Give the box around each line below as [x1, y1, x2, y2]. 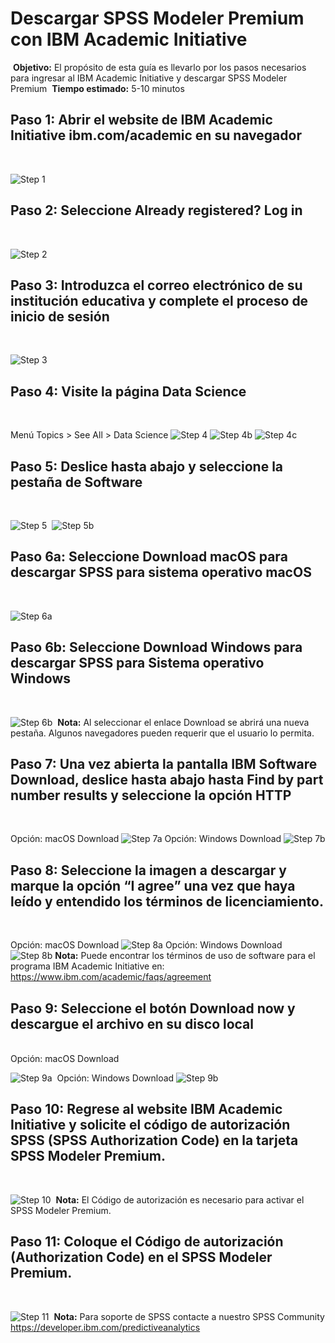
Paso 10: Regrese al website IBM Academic [10, 1101, 283, 1118]
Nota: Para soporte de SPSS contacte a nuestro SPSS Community [53, 1310, 325, 1322]
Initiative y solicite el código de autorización [10, 1117, 291, 1134]
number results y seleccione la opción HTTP [10, 787, 292, 804]
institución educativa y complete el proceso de [10, 292, 309, 309]
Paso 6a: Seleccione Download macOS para [10, 548, 288, 566]
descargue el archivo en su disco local [10, 1015, 254, 1032]
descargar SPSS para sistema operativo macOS [10, 564, 312, 581]
